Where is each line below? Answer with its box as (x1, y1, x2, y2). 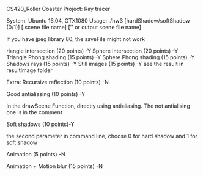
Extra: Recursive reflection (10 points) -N (6, 79, 109, 86)
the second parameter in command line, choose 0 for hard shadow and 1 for (6, 133, 197, 139)
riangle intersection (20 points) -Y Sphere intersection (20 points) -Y (6, 47, 179, 54)
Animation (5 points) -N (6, 151, 65, 158)
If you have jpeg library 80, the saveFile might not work (6, 35, 146, 42)
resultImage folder (6, 67, 53, 74)
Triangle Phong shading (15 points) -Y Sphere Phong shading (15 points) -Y (6, 54, 195, 61)
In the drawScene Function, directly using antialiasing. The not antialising (6, 102, 191, 109)
